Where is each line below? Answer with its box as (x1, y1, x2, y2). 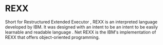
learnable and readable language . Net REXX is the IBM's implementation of (5, 29, 157, 35)
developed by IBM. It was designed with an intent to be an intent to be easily (5, 24, 158, 30)
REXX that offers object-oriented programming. (5, 34, 100, 40)
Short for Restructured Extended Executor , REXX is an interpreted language (5, 19, 158, 25)
